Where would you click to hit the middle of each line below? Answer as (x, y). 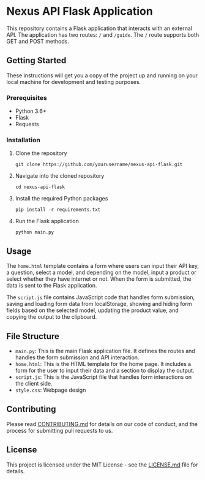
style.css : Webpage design (50, 390)
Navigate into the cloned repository (60, 176)
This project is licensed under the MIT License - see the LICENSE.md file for (102, 465)
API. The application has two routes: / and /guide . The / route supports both (103, 34)
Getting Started (36, 60)
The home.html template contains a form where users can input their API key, (103, 266)
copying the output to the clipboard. (52, 317)
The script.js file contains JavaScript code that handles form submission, (100, 297)
